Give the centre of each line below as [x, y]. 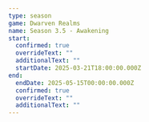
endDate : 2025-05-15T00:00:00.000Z [75, 83]
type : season [30, 16]
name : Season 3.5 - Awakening [59, 31]
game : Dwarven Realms [44, 23]
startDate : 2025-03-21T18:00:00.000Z [79, 68]
